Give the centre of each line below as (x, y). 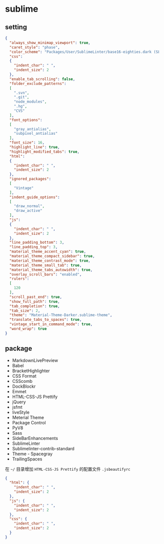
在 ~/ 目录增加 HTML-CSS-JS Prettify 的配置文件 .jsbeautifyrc (68, 469)
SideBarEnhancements (35, 438)
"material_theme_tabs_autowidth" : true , (51, 270)
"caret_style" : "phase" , (35, 47)
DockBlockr (24, 386)
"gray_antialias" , (32, 129)
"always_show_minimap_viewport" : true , (50, 42)
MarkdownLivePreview (35, 360)
